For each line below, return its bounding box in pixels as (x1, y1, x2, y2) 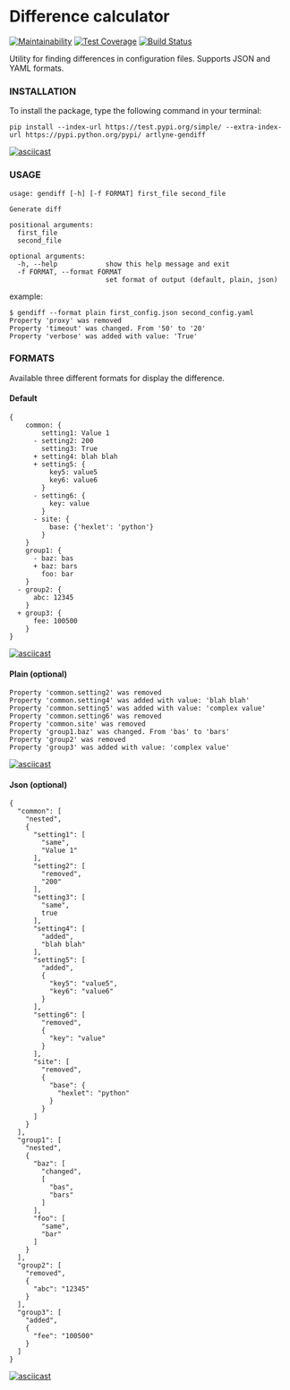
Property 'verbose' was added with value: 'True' (9, 331, 199, 341)
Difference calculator (9, 6, 170, 27)
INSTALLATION (9, 85, 77, 98)
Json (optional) (9, 779, 67, 789)
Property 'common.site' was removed (9, 720, 146, 729)
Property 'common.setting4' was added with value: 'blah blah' (9, 696, 251, 705)
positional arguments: (9, 220, 94, 229)
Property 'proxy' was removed (9, 316, 123, 325)
